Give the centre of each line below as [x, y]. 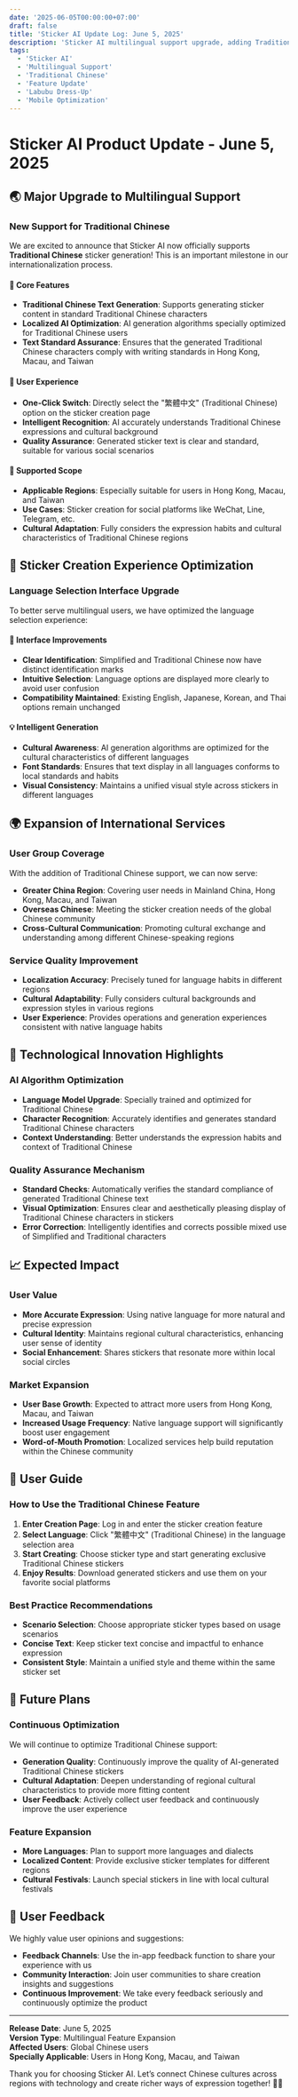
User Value [33, 1296]
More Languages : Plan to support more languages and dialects [138, 1851]
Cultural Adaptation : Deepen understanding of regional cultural [138, 1780]
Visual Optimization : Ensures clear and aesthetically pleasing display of [154, 1208]
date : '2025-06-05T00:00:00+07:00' [75, 17]
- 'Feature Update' [53, 84]
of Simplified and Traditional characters [94, 1236]
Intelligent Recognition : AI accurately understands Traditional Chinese [151, 422]
